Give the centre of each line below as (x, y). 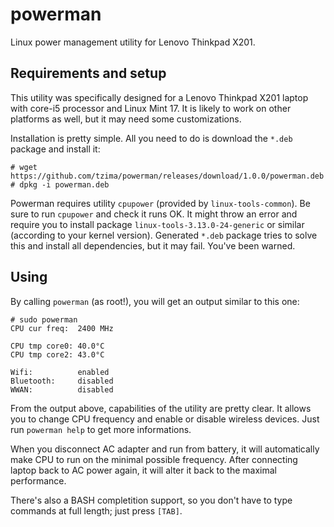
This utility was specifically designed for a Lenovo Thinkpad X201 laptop (159, 97)
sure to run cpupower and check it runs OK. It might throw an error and (154, 214)
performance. (38, 480)
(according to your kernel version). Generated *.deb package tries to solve (164, 235)
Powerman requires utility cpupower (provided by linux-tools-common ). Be (160, 203)
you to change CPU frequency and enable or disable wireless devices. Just (165, 419)
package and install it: (55, 149)
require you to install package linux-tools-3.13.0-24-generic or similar (157, 224)
